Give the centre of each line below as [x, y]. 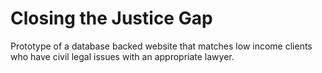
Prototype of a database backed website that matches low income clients [161, 46]
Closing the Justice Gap [111, 18]
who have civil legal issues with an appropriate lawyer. [122, 56]
